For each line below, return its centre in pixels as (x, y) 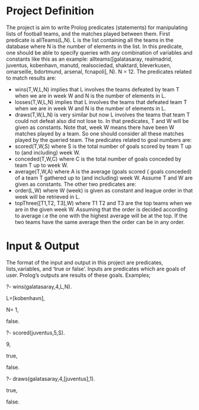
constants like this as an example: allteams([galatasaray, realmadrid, (89, 59)
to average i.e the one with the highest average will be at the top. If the (101, 216)
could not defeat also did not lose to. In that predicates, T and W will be (102, 121)
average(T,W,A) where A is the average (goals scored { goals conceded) (103, 171)
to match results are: (31, 78)
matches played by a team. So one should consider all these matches (99, 133)
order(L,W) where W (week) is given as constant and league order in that (104, 190)
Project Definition (50, 11)
